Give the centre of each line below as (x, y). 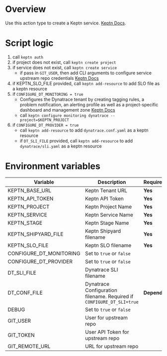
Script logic (29, 43)
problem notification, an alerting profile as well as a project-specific (89, 104)
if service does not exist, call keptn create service (65, 67)
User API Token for (107, 332)
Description (112, 182)
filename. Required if (109, 296)
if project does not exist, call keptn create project (64, 62)
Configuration (101, 290)
